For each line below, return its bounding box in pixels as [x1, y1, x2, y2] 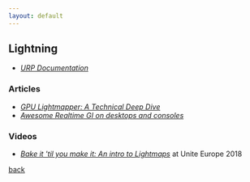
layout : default [8, 11, 63, 20]
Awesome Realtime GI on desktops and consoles [19, 110, 184, 120]
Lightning [8, 42, 58, 56]
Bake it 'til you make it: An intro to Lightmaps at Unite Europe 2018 [19, 149, 243, 159]
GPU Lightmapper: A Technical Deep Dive [19, 102, 161, 112]
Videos [8, 130, 37, 142]
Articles [8, 83, 41, 95]
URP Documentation [19, 63, 89, 73]
